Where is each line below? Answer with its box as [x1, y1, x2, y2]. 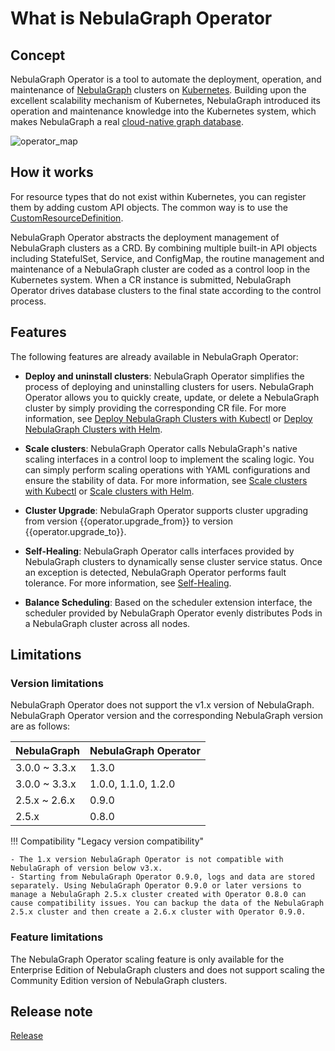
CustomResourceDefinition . [10, 212, 124, 224]
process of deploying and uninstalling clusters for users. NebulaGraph [24, 380, 315, 392]
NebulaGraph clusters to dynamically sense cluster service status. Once [24, 555, 323, 567]
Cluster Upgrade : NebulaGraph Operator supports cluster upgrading [24, 504, 309, 516]
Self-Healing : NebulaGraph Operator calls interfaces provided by [24, 545, 295, 557]
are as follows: [10, 720, 71, 732]
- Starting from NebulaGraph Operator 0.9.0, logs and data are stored [10, 872, 315, 882]
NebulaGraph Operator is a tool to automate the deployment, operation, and [10, 73, 322, 85]
